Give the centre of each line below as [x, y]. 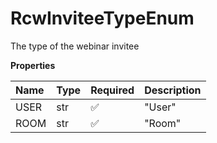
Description [173, 90]
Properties [33, 65]
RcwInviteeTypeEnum [102, 18]
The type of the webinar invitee [75, 46]
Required [112, 90]
